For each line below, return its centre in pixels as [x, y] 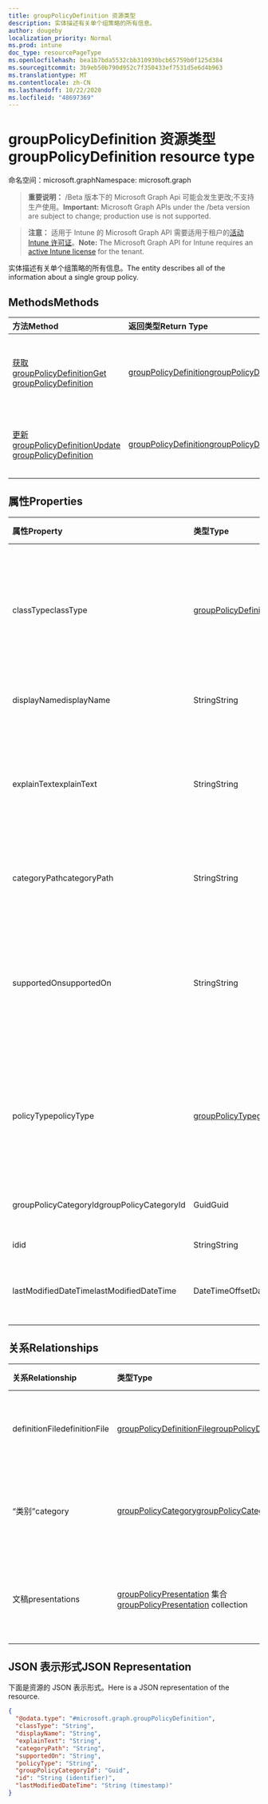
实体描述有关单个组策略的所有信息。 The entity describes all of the [117, 268]
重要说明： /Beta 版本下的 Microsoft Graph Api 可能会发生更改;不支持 [141, 198]
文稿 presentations [46, 1598]
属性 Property [37, 531]
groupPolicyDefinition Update [67, 445]
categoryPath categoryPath [63, 878]
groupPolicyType [225, 1116]
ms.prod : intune [35, 46]
